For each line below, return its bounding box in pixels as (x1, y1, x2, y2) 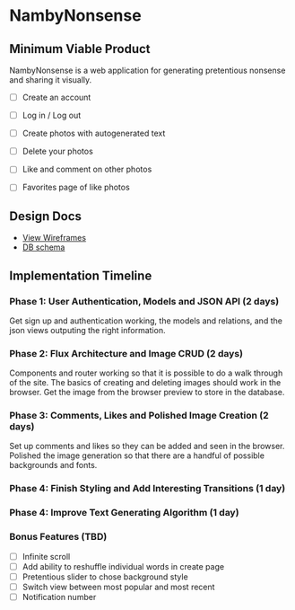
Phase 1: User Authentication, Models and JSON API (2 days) (9, 295, 280, 307)
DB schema (22, 242, 65, 252)
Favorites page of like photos (22, 181, 130, 193)
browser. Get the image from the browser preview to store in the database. (9, 387, 285, 398)
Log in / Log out (22, 110, 82, 121)
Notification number (22, 591, 97, 602)
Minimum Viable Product (9, 41, 151, 57)
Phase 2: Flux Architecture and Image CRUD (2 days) (9, 347, 244, 359)
